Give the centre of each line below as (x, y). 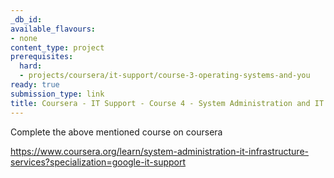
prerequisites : (42, 57)
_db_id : (26, 19)
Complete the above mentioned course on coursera (116, 132)
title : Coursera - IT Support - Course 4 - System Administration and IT (167, 103)
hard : (31, 66)
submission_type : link (57, 94)
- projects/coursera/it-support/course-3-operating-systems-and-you (165, 76)
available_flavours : (53, 29)
